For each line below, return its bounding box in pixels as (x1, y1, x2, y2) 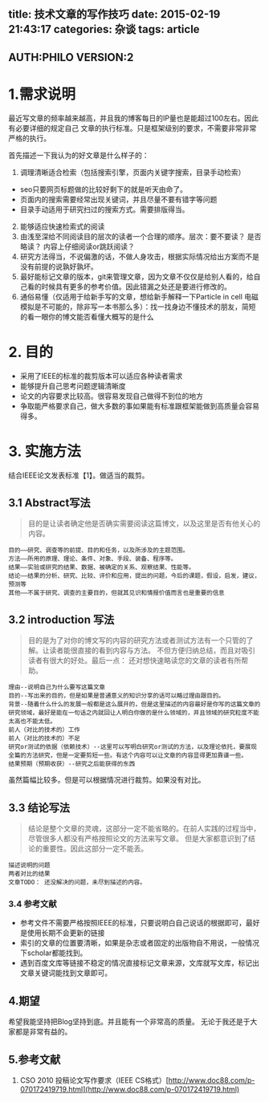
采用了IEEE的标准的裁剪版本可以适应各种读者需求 (19, 371, 183, 380)
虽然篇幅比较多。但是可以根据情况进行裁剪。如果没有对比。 (8, 775, 206, 785)
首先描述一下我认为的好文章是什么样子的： (8, 150, 149, 160)
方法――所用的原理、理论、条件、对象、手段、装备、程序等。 (8, 555, 177, 563)
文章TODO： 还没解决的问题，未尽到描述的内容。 (8, 878, 146, 887)
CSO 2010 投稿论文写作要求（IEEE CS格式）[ (19, 1075, 169, 1085)
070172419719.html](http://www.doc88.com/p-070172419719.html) (19, 1084, 240, 1094)
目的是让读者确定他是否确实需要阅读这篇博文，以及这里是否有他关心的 (27, 518, 261, 528)
